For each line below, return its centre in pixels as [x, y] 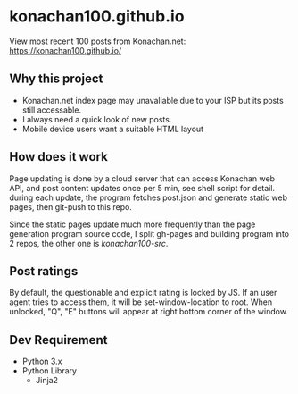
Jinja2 [47, 381]
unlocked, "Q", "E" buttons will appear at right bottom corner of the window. [149, 312]
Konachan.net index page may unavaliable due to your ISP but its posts [153, 100]
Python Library [50, 371]
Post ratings [44, 271]
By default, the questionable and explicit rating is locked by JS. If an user [143, 293]
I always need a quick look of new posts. [97, 119]
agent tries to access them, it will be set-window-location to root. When [141, 302]
